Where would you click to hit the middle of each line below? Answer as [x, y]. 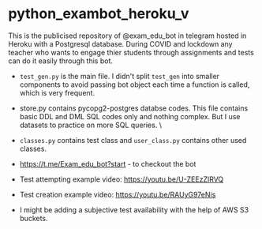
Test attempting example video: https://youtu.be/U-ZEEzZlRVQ [122, 179]
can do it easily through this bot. [60, 61]
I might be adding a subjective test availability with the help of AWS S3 [134, 209]
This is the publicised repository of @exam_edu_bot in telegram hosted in [127, 36]
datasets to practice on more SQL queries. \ [90, 125]
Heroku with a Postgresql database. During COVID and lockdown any [120, 43]
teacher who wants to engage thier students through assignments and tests [131, 52]
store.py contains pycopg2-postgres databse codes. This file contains [134, 108]
